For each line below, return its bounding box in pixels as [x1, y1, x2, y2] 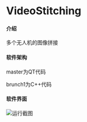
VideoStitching [6, 4, 82, 18]
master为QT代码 [6, 68, 46, 75]
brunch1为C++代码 [6, 81, 52, 88]
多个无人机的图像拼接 [6, 39, 58, 46]
